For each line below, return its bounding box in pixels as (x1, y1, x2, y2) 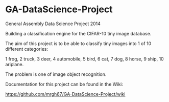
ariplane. (5, 61, 24, 67)
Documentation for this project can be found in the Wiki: (5, 81, 124, 87)
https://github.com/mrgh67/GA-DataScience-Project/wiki (5, 91, 126, 97)
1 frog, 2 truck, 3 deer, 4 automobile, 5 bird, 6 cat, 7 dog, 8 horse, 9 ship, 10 (5, 55, 164, 62)
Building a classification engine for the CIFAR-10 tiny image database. (5, 30, 152, 36)
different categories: (5, 46, 49, 52)
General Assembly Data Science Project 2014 (5, 21, 101, 27)
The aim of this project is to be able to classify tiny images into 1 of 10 (5, 40, 152, 47)
